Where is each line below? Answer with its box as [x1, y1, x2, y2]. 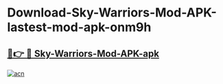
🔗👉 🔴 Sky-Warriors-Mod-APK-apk [7, 48, 160, 59]
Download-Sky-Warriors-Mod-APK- [7, 5, 218, 21]
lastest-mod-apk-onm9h [7, 19, 152, 35]
